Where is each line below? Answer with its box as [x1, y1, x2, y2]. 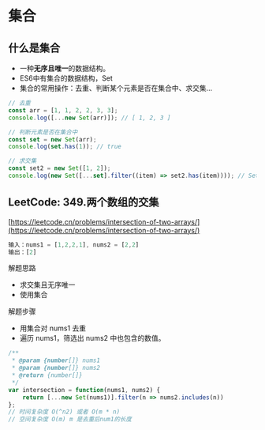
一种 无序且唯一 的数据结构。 [19, 64, 110, 73]
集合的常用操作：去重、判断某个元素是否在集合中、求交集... [19, 84, 213, 92]
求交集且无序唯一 [19, 280, 76, 289]
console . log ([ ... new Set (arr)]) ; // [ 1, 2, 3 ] [8, 114, 171, 122]
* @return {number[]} [11, 372, 83, 379]
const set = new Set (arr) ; [8, 135, 97, 143]
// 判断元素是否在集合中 [8, 128, 78, 136]
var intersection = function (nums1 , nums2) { [8, 386, 160, 394]
